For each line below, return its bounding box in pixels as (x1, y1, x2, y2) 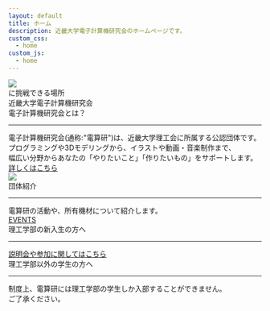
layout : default (8, 11, 63, 20)
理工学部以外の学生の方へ (8, 259, 93, 268)
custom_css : (8, 34, 48, 43)
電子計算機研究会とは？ (8, 108, 86, 118)
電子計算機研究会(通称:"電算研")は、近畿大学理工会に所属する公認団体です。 (8, 132, 261, 142)
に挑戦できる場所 (8, 88, 65, 97)
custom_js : (8, 49, 45, 57)
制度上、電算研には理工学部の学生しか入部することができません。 (8, 284, 227, 293)
